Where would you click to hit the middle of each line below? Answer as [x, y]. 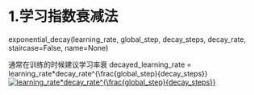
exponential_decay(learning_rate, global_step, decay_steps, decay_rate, [127, 39]
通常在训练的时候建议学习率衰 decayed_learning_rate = [100, 64]
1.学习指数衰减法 [63, 17]
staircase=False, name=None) [58, 47]
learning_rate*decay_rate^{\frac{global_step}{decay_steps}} [108, 73]
